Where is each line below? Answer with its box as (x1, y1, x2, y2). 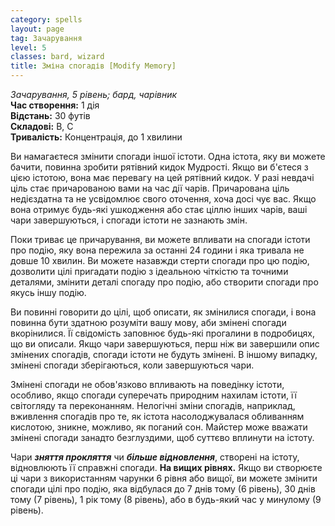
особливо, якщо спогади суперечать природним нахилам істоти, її (10, 389, 298, 401)
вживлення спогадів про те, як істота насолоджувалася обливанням (10, 411, 305, 422)
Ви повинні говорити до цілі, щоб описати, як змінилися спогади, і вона (10, 306, 317, 318)
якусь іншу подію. (10, 287, 87, 298)
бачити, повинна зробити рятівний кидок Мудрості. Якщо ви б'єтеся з (10, 161, 309, 173)
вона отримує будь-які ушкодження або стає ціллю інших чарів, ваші (10, 204, 308, 215)
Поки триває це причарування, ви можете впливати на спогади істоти (10, 234, 311, 245)
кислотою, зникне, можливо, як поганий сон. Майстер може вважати (10, 421, 308, 433)
